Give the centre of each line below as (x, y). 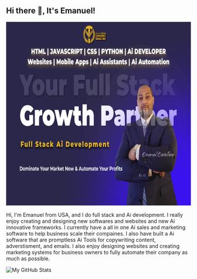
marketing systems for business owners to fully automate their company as (97, 252)
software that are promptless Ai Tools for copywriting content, (81, 240)
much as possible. (28, 258)
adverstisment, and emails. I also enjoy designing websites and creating (93, 246)
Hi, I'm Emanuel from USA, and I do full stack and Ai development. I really (95, 214)
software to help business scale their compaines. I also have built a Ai (90, 233)
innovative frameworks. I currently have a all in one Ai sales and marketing (96, 227)
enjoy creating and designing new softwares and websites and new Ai (91, 221)
